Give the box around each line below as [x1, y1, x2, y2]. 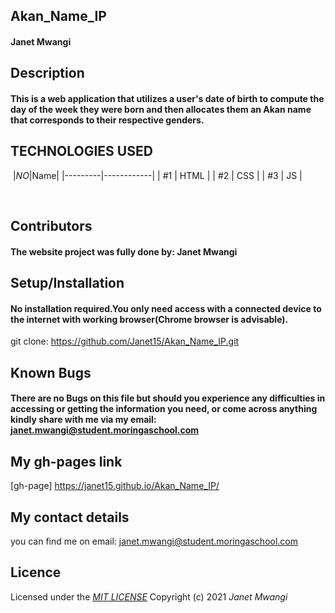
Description [10, 65, 85, 82]
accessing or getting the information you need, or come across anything [10, 403, 318, 415]
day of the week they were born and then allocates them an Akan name [10, 103, 312, 115]
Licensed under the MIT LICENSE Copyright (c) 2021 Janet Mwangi [10, 590, 288, 603]
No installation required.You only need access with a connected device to [10, 302, 322, 314]
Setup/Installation [10, 275, 125, 292]
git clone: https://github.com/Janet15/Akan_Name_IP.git [10, 335, 240, 348]
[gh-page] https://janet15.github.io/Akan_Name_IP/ [10, 480, 220, 492]
